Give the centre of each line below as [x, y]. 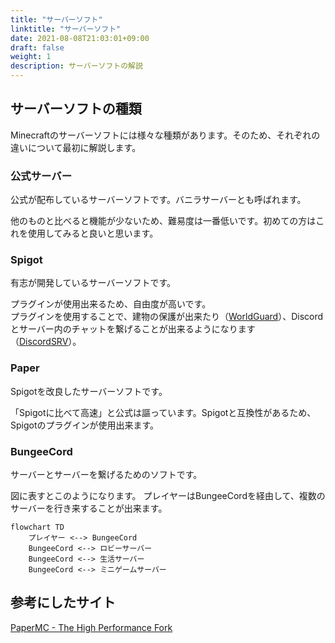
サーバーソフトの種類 [76, 109]
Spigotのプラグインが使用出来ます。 [85, 425]
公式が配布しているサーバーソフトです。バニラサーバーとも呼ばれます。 [158, 200]
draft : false [37, 47]
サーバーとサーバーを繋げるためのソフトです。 [106, 474]
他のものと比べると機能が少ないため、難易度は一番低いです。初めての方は [163, 221]
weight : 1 [31, 57]
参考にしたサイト [63, 602]
